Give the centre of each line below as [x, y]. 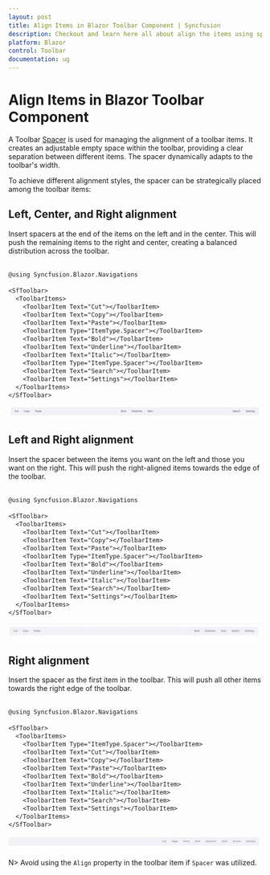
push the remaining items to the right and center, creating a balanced [123, 242]
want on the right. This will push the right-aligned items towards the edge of [134, 468]
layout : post [30, 17]
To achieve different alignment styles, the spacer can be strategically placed [135, 180]
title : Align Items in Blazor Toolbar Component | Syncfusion [115, 25]
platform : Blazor [37, 43]
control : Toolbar [37, 51]
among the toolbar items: [50, 189]
